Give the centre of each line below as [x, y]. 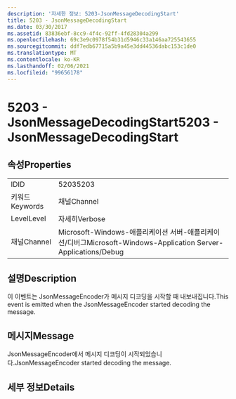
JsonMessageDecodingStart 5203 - [113, 122]
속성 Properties [39, 165]
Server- [210, 242]
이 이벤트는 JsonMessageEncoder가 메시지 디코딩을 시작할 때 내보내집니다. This [118, 296]
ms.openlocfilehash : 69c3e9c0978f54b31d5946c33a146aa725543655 [102, 40]
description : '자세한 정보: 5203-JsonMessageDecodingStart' [93, 14]
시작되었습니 [145, 354]
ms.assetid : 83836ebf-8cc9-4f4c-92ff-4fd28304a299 [83, 33]
